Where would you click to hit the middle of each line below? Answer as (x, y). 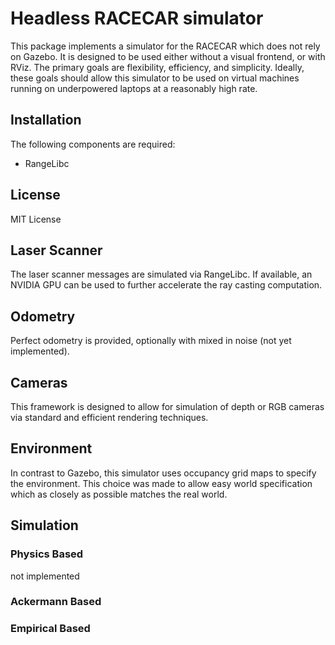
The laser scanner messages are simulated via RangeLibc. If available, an (161, 274)
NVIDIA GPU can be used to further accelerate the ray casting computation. (166, 285)
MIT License (36, 219)
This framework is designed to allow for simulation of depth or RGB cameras (167, 406)
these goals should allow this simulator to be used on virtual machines (155, 78)
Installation (46, 120)
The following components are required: (93, 144)
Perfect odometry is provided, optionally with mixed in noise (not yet (151, 341)
